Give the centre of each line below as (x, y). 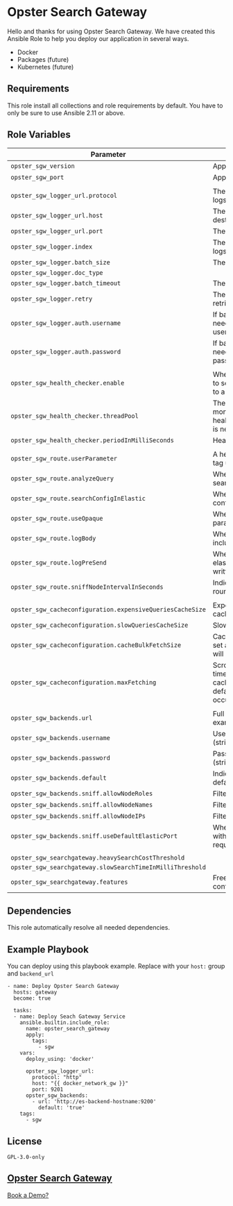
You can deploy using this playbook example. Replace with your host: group (116, 966)
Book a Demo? (28, 1195)
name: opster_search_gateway (68, 1029)
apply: (35, 1035)
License (25, 1141)
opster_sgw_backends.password (61, 758)
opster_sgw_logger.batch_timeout (66, 283)
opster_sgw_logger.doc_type (57, 273)
